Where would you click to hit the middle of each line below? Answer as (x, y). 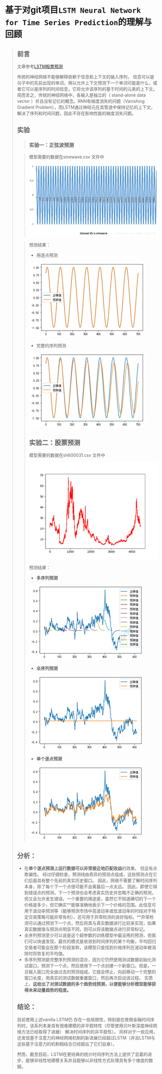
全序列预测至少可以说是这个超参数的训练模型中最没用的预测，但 (88, 935)
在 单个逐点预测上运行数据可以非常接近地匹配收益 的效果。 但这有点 (91, 868)
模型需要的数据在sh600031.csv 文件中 (67, 455)
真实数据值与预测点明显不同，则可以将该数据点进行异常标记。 (86, 929)
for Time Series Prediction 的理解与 (79, 22)
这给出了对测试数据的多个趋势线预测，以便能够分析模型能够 (92, 984)
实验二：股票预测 (55, 443)
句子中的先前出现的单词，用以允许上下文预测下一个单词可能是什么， (85, 83)
